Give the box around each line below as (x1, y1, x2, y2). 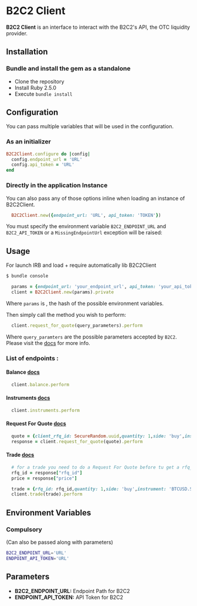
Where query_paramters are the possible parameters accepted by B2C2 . (6, 333, 177, 340)
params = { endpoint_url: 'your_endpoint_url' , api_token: (11, 284, 157, 290)
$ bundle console (6, 273, 49, 279)
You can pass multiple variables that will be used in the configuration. (6, 123, 174, 130)
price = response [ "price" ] (11, 475, 77, 481)
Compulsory (6, 525, 42, 533)
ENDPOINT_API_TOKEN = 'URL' (6, 555, 69, 561)
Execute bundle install (14, 90, 73, 98)
